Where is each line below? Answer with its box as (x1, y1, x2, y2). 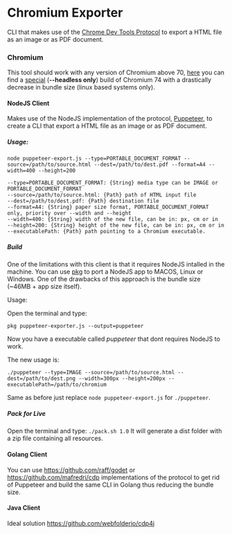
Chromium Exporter (7, 5, 123, 21)
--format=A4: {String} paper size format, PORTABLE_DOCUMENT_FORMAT (7, 203, 209, 211)
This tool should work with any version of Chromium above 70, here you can (7, 68, 225, 77)
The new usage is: (7, 356, 60, 364)
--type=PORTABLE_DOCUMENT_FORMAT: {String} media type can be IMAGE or (7, 179, 218, 187)
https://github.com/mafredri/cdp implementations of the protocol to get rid (7, 473, 220, 481)
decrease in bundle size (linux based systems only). (7, 83, 156, 92)
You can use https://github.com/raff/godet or (7, 465, 136, 474)
